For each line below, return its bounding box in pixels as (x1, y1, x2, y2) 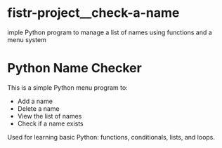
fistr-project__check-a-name (7, 5, 180, 21)
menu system (7, 35, 47, 43)
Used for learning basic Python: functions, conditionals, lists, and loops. (7, 133, 216, 141)
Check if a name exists (17, 119, 84, 128)
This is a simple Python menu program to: (7, 83, 128, 92)
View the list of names (17, 112, 82, 120)
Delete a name (17, 104, 60, 113)
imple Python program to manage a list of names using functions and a (7, 28, 212, 36)
